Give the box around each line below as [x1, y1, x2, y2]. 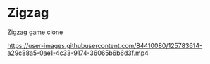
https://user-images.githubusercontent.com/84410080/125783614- [7, 41, 203, 49]
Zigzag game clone [7, 28, 63, 36]
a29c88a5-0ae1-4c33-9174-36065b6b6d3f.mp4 [7, 49, 149, 57]
